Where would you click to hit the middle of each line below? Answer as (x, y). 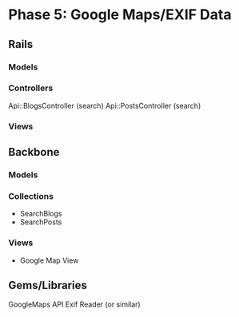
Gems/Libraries (48, 285)
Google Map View (49, 260)
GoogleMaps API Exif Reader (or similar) (75, 304)
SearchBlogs (41, 214)
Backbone (34, 152)
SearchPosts (41, 222)
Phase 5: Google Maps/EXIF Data (120, 15)
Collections (31, 196)
